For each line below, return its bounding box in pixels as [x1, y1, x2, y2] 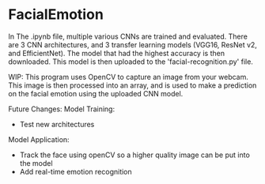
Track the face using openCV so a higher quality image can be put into [19, 150, 251, 160]
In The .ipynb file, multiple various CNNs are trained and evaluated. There [8, 32, 248, 41]
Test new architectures [19, 119, 95, 129]
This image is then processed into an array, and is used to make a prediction [8, 81, 257, 90]
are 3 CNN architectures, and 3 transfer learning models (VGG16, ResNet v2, [8, 39, 257, 49]
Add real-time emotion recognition [19, 167, 132, 176]
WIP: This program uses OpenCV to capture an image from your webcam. [8, 72, 249, 81]
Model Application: [8, 134, 70, 144]
